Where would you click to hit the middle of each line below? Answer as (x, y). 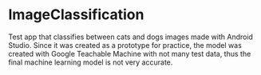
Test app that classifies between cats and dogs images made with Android (131, 37)
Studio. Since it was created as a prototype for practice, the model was (125, 45)
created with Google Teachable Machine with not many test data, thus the (130, 53)
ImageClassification (76, 15)
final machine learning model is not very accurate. (91, 62)
